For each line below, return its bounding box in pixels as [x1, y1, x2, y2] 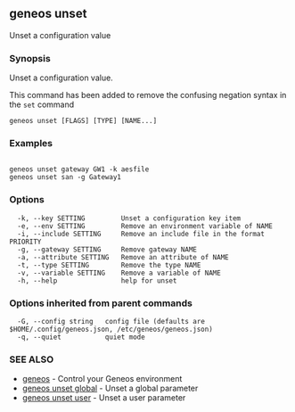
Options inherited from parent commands [9, 297, 193, 309]
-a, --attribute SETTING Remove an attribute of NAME [17, 252, 229, 261]
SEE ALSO [9, 353, 54, 366]
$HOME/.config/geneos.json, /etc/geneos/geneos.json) [9, 325, 214, 334]
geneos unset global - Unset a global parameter [21, 383, 199, 394]
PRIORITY [9, 237, 42, 246]
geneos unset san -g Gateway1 [9, 173, 122, 182]
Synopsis [9, 52, 51, 64]
